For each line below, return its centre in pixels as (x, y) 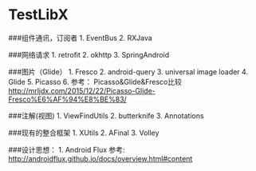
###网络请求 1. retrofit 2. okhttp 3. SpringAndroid (89, 54)
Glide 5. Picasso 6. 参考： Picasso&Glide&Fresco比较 (95, 82)
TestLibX (39, 15)
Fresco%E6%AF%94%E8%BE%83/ (68, 99)
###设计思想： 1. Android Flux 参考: (67, 149)
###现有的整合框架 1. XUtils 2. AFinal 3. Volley (84, 133)
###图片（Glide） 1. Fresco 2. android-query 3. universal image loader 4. (128, 72)
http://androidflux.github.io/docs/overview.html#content (100, 158)
